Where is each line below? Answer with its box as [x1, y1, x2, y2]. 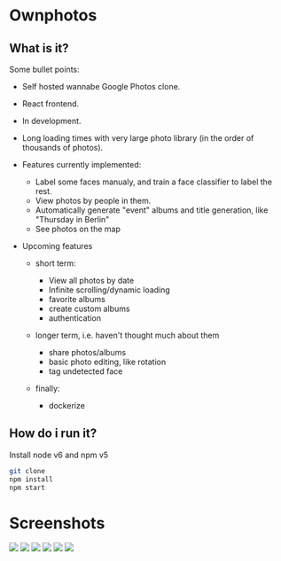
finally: [35, 383, 60, 393]
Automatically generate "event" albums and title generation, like [35, 205, 269, 215]
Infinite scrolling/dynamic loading [48, 284, 170, 295]
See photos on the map [35, 223, 121, 234]
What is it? [9, 41, 69, 56]
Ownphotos [9, 5, 98, 26]
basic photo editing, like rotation [48, 356, 167, 367]
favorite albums [48, 294, 106, 304]
